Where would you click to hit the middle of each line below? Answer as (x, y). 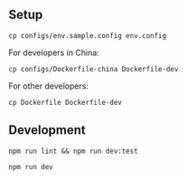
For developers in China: (54, 52)
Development (47, 130)
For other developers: (49, 86)
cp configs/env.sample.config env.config (88, 35)
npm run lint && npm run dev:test (74, 151)
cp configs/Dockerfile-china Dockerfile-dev (93, 69)
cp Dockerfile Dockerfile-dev (65, 102)
